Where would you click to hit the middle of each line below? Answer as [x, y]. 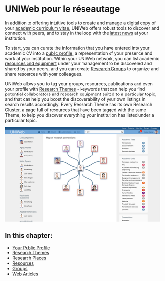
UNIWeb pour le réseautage [63, 9]
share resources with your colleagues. [44, 74]
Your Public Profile [31, 248]
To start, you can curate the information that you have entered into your [77, 48]
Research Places [29, 258]
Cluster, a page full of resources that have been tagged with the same [76, 110]
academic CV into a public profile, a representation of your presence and [79, 53]
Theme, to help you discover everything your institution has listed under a [80, 115]
